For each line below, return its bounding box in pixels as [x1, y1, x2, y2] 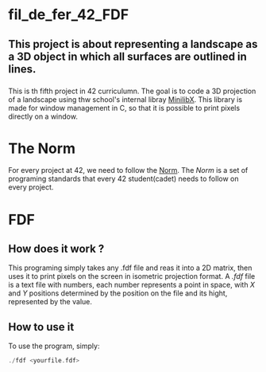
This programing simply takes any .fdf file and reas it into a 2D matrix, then [8, 263, 253, 272]
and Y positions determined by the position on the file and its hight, [8, 288, 228, 298]
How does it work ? [8, 242, 105, 256]
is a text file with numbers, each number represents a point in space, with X [8, 280, 256, 290]
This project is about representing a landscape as [8, 37, 258, 51]
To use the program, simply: [8, 341, 100, 351]
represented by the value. [8, 297, 93, 307]
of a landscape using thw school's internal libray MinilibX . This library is [8, 94, 243, 104]
